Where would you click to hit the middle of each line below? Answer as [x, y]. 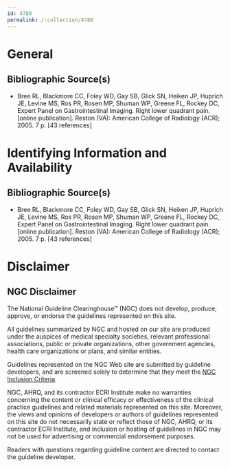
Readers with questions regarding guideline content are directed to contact [113, 449]
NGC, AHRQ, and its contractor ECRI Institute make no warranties [99, 392]
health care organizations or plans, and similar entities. [84, 351]
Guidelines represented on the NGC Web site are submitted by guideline [109, 364]
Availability [40, 168]
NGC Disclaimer [42, 292]
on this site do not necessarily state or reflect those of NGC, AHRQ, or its [110, 421]
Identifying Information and [87, 153]
